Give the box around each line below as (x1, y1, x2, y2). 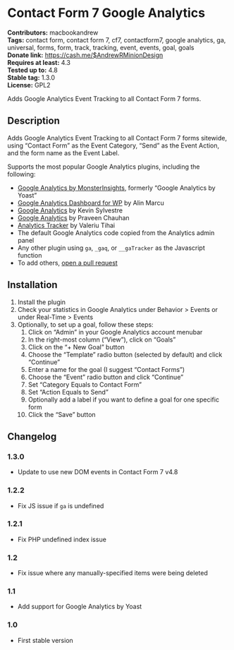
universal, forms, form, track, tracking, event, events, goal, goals (7, 43, 195, 52)
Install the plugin (17, 298, 66, 306)
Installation (7, 279, 58, 291)
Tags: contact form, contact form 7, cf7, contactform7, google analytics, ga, (7, 35, 226, 44)
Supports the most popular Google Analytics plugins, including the (7, 162, 200, 171)
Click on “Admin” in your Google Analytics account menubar (27, 327, 203, 336)
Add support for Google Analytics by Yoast (17, 602, 142, 611)
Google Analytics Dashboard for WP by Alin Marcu (17, 198, 164, 207)
